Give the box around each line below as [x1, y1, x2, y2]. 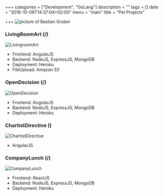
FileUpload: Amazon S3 [12, 67, 60, 72]
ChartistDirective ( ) [5, 122, 52, 128]
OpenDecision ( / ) [5, 79, 46, 86]
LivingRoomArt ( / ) [5, 31, 49, 37]
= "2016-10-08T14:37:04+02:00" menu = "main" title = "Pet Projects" [5, 9, 145, 15]
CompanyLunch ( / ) [5, 154, 51, 161]
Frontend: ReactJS [12, 175, 50, 181]
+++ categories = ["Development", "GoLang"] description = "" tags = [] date [5, 4, 159, 10]
